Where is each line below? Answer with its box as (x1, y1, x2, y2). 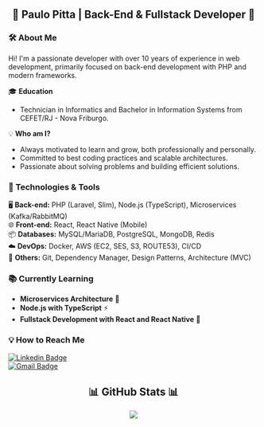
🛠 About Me (8, 33, 57, 44)
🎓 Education (8, 86, 53, 96)
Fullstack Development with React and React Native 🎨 (19, 315, 201, 324)
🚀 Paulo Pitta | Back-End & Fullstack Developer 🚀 (11, 8, 256, 22)
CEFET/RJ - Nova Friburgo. (19, 113, 109, 123)
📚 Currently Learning (8, 272, 94, 284)
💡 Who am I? (8, 128, 51, 138)
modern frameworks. (8, 70, 77, 80)
